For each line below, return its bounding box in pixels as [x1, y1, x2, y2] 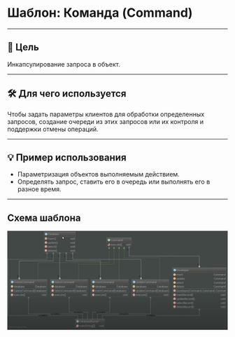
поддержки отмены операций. [7, 125, 99, 133]
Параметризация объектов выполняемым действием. [17, 170, 180, 179]
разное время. [17, 185, 62, 193]
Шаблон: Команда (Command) [7, 5, 193, 21]
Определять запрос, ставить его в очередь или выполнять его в [17, 177, 211, 186]
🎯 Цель [7, 41, 40, 53]
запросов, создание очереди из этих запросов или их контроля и [7, 117, 204, 125]
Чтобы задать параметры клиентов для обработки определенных [7, 110, 205, 118]
